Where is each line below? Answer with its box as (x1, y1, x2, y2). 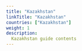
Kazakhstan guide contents (11, 36, 77, 42)
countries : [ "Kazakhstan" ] (6, 19, 72, 25)
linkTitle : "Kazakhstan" (6, 14, 66, 20)
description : (6, 30, 38, 36)
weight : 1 (6, 25, 30, 31)
